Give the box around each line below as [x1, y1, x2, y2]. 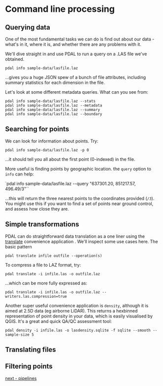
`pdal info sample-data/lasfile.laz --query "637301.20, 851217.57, [5, 180, 136, 186]
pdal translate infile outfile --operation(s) [5, 253, 102, 258]
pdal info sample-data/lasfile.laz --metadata [5, 103, 102, 108]
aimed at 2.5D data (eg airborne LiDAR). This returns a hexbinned [5, 308, 138, 314]
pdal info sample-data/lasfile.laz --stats [5, 99, 96, 104]
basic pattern [5, 244, 32, 249]
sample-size [5, 332, 30, 337]
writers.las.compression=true [5, 294, 67, 299]
